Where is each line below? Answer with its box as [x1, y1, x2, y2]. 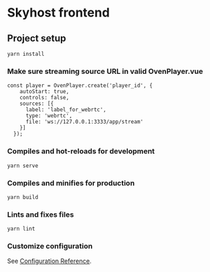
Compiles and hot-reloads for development [7, 146, 155, 156]
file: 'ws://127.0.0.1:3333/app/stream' [25, 119, 144, 126]
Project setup [7, 32, 67, 44]
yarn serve [7, 162, 39, 169]
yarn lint [7, 226, 36, 233]
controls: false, [19, 95, 70, 101]
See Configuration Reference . [7, 257, 92, 265]
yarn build [7, 193, 39, 201]
